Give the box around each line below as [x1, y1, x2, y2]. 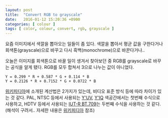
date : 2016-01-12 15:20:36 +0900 [5, 17, 80, 22]
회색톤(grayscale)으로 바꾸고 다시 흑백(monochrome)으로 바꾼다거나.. [5, 47, 145, 53]
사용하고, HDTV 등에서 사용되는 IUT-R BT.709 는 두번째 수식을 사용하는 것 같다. [5, 101, 161, 107]
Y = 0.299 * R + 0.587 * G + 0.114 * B [5, 74, 90, 80]
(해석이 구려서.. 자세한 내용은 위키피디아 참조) [5, 107, 95, 113]
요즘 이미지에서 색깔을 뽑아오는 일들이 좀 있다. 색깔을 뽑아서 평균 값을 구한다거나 [5, 41, 163, 47]
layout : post [5, 7, 33, 13]
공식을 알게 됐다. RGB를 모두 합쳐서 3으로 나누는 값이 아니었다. [10, 64, 134, 70]
